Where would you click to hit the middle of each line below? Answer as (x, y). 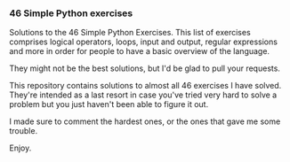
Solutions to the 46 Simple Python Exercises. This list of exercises (130, 33)
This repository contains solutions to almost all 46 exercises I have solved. (145, 86)
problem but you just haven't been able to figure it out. (109, 104)
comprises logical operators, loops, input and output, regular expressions (144, 42)
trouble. (24, 131)
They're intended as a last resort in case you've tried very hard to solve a (143, 95)
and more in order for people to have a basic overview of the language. (139, 51)
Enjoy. (20, 148)
